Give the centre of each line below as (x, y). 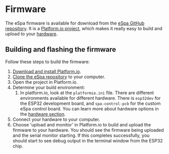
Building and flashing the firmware (61, 49)
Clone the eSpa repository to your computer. (59, 77)
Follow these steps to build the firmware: (47, 62)
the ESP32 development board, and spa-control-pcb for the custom (90, 103)
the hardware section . (43, 114)
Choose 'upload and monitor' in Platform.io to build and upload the (82, 124)
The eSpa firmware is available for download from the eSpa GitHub (75, 23)
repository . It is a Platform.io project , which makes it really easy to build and (84, 28)
